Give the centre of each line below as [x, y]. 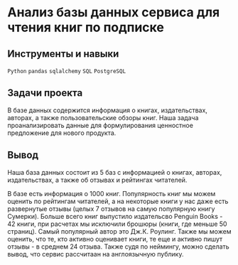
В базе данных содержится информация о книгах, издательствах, [108, 110]
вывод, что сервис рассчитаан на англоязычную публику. [96, 254]
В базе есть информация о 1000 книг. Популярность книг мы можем [112, 193]
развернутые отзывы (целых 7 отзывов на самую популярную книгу [111, 209]
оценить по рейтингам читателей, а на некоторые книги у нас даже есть [118, 201]
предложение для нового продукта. [62, 133]
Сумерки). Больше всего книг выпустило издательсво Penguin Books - [115, 216]
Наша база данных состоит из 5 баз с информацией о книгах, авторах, [115, 172]
